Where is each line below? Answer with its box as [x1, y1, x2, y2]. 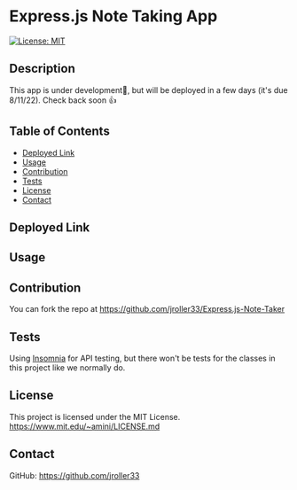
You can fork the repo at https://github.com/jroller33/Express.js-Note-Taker [9, 304, 285, 315]
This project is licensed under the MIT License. [9, 411, 181, 422]
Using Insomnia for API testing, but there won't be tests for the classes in [9, 353, 277, 363]
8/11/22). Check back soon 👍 [9, 95, 117, 105]
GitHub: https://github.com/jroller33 [9, 470, 140, 480]
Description [9, 61, 75, 76]
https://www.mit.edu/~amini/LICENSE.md [9, 421, 160, 432]
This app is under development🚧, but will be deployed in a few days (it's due [9, 84, 288, 95]
